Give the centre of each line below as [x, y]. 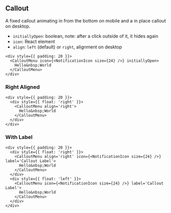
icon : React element [34, 41]
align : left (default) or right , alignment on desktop [67, 47]
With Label [19, 137]
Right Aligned [23, 87]
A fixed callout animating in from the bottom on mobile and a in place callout [86, 20]
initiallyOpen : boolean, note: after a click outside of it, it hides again [85, 36]
